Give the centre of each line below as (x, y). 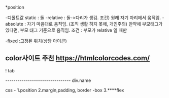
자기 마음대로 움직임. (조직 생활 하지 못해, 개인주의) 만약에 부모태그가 (95, 24)
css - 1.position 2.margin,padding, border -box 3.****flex (65, 90)
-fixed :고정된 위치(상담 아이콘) (36, 41)
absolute (14, 24)
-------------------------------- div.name (48, 80)
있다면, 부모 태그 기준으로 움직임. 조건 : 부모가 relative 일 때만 (66, 30)
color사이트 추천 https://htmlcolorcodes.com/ (78, 58)
